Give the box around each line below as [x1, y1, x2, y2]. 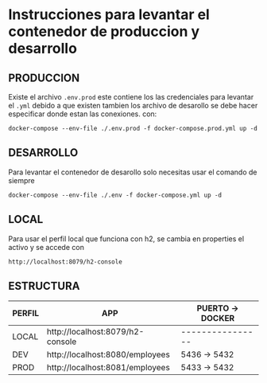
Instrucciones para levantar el [8, 6, 211, 24]
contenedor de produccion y [8, 22, 200, 41]
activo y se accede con [8, 242, 85, 252]
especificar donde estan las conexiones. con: [8, 109, 157, 119]
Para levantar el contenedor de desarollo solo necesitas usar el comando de [8, 167, 257, 177]
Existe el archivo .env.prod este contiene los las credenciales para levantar [8, 92, 254, 101]
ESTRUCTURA [8, 279, 80, 293]
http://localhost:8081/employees [46, 362, 171, 373]
